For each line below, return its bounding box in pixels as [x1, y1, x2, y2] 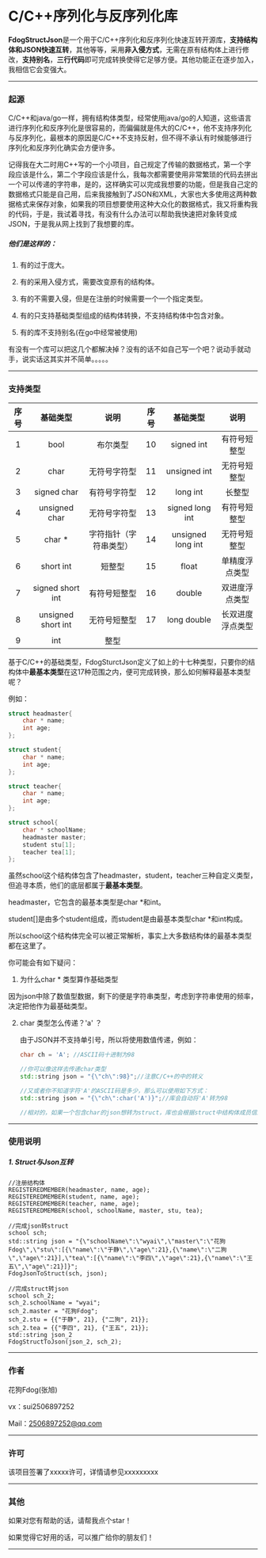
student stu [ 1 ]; [22, 840, 77, 848]
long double [166, 614, 211, 625]
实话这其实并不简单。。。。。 [28, 354, 112, 364]
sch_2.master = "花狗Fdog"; [8, 1308, 99, 1316]
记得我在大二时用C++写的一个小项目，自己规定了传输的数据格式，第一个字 [8, 160, 252, 170]
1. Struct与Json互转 [8, 1157, 74, 1167]
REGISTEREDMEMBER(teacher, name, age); [8, 1200, 140, 1208]
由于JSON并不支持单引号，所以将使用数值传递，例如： [19, 1035, 199, 1045]
